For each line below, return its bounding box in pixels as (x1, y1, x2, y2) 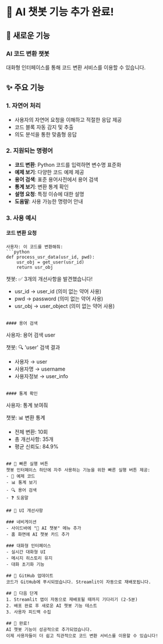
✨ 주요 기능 (6, 83, 45, 93)
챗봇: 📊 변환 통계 (6, 414, 45, 421)
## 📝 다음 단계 (6, 590, 38, 596)
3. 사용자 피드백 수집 (6, 609, 51, 615)
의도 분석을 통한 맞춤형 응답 (14, 131, 77, 138)
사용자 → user (14, 358, 48, 365)
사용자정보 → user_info (14, 372, 69, 379)
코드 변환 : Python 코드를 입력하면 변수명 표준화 (14, 161, 122, 168)
